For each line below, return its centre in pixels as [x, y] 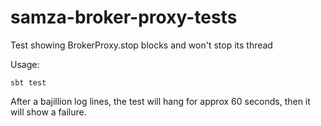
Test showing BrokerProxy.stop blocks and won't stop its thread [141, 45]
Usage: [25, 64]
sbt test [28, 82]
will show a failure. [48, 112]
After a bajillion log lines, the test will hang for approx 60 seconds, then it [160, 101]
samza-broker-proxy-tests [124, 17]
